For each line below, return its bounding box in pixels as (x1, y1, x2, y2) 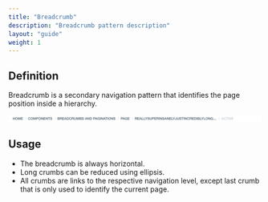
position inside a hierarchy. (8, 99, 98, 108)
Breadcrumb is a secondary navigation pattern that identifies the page (8, 91, 241, 100)
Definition (8, 69, 59, 83)
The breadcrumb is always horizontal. (19, 159, 145, 168)
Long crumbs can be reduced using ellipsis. (19, 167, 165, 176)
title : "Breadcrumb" (8, 13, 78, 21)
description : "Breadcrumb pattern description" (8, 21, 171, 30)
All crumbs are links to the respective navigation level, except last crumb (19, 176, 260, 185)
